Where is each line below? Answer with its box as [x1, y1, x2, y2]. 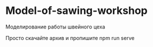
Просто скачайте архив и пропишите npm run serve [5, 34, 135, 41]
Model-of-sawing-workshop [5, 4, 148, 17]
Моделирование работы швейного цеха [5, 23, 106, 30]
